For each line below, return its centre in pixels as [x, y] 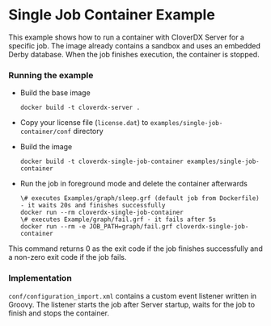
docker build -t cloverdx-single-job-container [102, 162]
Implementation [40, 278]
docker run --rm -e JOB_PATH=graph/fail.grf [96, 227]
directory [88, 132]
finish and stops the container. [59, 313]
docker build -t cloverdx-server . [80, 108]
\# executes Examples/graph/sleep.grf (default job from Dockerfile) [140, 199]
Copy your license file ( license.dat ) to [84, 123]
